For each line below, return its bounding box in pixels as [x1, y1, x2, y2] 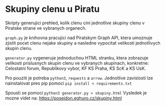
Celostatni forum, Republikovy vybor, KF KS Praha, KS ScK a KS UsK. [5, 65, 146, 71]
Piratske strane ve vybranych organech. [5, 25, 87, 31]
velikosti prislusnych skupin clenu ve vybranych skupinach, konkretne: [5, 60, 149, 66]
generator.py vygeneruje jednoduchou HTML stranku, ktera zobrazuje [5, 54, 149, 60]
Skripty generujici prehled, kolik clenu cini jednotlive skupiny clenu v [5, 20, 145, 26]
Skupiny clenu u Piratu [5, 3, 100, 15]
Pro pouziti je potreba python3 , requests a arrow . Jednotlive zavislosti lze [5, 75, 153, 81]
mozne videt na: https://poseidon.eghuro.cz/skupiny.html [5, 95, 122, 101]
